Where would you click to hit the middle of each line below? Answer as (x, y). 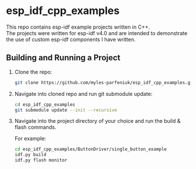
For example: (30, 139)
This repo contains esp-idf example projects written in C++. (78, 27)
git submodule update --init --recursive (66, 110)
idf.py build (30, 155)
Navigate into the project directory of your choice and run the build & (97, 121)
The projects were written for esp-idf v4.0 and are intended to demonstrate (97, 33)
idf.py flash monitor (41, 160)
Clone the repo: (33, 72)
